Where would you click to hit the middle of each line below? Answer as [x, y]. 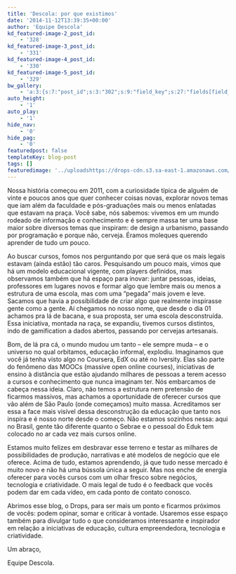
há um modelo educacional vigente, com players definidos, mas [100, 271]
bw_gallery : [25, 86]
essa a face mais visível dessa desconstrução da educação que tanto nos [114, 411]
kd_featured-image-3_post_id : [52, 46]
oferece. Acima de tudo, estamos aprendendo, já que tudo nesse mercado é [118, 462]
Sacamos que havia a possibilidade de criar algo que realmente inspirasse [115, 301]
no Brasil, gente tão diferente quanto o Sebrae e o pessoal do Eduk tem [111, 426]
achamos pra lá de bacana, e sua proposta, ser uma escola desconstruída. [115, 316]
